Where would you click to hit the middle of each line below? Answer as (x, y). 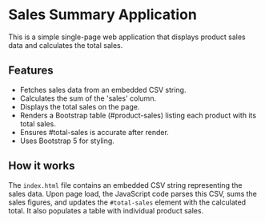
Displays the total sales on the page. (80, 106)
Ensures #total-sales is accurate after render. (94, 132)
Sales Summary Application (103, 15)
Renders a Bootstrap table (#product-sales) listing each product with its (138, 115)
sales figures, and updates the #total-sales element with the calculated (127, 202)
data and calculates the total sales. (66, 45)
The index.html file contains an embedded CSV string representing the (125, 185)
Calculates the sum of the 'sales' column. (88, 98)
